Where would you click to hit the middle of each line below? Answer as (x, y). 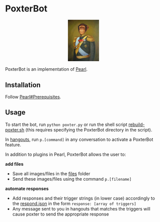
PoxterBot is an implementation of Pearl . (46, 69)
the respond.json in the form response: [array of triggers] (74, 203)
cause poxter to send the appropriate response (61, 214)
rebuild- (137, 124)
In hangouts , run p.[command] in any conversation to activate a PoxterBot (79, 139)
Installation (23, 85)
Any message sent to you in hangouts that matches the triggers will (81, 209)
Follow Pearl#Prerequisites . (33, 97)
